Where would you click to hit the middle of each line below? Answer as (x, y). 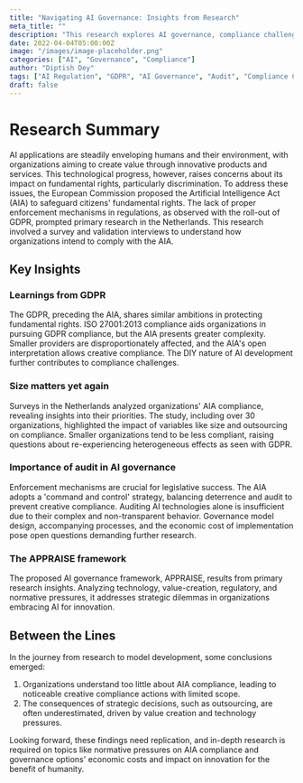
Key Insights (45, 269)
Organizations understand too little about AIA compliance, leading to (149, 684)
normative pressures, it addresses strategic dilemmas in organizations (140, 598)
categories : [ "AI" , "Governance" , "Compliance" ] (102, 60)
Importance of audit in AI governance (93, 468)
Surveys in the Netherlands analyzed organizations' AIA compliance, (137, 405)
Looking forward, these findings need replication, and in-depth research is (147, 740)
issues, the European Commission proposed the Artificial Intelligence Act (145, 193)
